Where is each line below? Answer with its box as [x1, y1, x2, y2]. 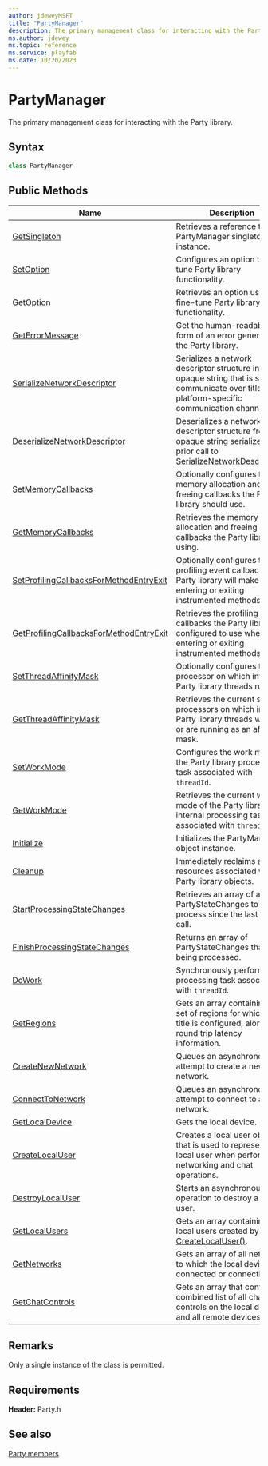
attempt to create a [175, 1061, 247, 1072]
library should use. [175, 499, 246, 510]
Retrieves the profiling [175, 608, 258, 619]
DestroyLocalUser [12, 1192, 81, 1204]
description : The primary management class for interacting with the [8, 26, 245, 34]
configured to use [175, 628, 242, 639]
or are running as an [175, 724, 251, 735]
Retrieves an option [175, 287, 249, 298]
